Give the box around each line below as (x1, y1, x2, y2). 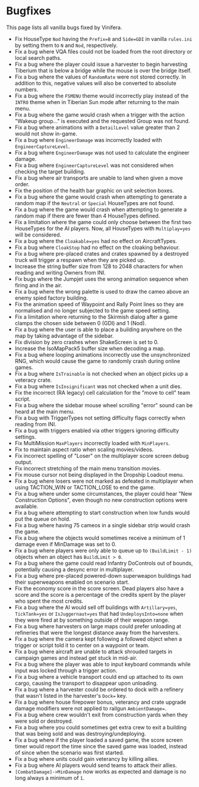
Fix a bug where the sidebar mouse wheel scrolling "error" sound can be (14, 401, 193, 408)
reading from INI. (14, 420, 56, 427)
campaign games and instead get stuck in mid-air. (14, 654, 138, 661)
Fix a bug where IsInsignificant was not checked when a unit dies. (14, 382, 182, 390)
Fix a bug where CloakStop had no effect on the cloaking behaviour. (14, 244, 180, 251)
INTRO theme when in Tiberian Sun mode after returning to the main (14, 98, 179, 105)
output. (14, 458, 33, 465)
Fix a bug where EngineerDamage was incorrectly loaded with (14, 136, 162, 143)
